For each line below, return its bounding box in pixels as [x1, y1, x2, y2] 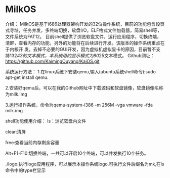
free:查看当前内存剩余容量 [5, 139, 60, 145]
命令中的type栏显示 [5, 167, 46, 173]
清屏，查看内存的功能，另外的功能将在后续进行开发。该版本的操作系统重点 [5, 39, 160, 46]
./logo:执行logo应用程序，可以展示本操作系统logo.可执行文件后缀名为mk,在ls [5, 161, 164, 167]
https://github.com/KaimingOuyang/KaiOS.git [5, 58, 100, 64]
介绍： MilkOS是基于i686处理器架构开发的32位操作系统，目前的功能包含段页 [5, 21, 165, 27]
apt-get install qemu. [5, 74, 49, 80]
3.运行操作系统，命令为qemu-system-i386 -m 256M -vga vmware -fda [5, 102, 153, 108]
